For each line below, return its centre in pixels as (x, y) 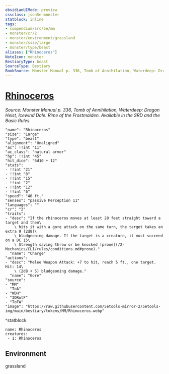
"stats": (14, 165)
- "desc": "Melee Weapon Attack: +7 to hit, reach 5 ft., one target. (81, 262)
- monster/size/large (28, 43)
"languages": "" (22, 205)
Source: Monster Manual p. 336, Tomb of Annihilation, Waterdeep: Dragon (82, 110)
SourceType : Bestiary (28, 66)
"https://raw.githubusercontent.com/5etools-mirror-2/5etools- (93, 306)
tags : (11, 24)
